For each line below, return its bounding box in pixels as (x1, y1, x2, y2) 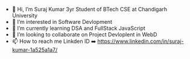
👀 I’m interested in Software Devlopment (11, 18, 113, 25)
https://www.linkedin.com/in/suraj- (97, 38, 184, 45)
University (11, 12, 38, 19)
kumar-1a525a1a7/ (11, 46, 58, 53)
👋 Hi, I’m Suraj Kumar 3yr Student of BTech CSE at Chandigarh (11, 6, 168, 13)
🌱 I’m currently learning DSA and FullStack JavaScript (11, 24, 146, 32)
